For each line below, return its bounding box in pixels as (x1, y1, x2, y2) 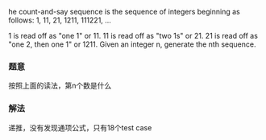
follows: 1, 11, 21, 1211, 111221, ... (8, 15, 111, 25)
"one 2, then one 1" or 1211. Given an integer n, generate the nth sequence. (8, 39, 256, 49)
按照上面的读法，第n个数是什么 (8, 80, 112, 91)
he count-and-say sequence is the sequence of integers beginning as (8, 7, 240, 16)
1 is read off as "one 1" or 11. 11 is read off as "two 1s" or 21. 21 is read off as (8, 31, 258, 40)
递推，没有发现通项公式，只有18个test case (8, 122, 152, 132)
